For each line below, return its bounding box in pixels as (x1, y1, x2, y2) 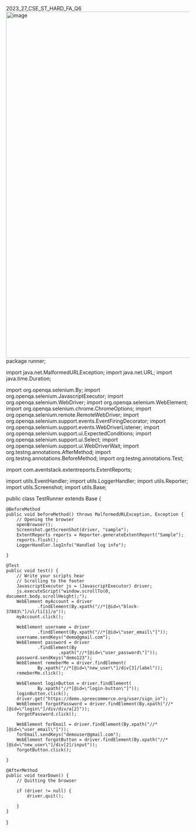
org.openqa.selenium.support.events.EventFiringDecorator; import (6, 418, 166, 424)
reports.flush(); (16, 537, 59, 543)
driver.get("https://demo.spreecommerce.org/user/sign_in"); (16, 696, 168, 702)
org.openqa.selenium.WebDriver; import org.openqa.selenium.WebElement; (6, 399, 188, 406)
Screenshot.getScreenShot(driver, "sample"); (16, 527, 129, 533)
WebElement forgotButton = (16, 737, 82, 743)
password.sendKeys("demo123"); (16, 655, 93, 661)
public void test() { (6, 568, 59, 574)
